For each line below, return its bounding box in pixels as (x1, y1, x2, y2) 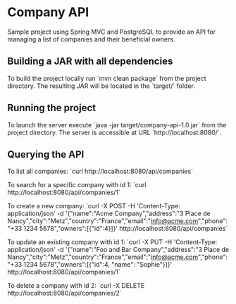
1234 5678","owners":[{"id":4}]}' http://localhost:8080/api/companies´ (23, 224, 228, 233)
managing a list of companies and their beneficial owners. (7, 34, 175, 43)
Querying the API (7, 148, 85, 160)
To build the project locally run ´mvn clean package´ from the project (7, 74, 206, 82)
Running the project (7, 102, 97, 114)
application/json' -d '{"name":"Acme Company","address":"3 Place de (7, 209, 211, 218)
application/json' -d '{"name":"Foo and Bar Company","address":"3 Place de (7, 246, 230, 254)
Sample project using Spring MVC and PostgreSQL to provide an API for (7, 27, 216, 36)
